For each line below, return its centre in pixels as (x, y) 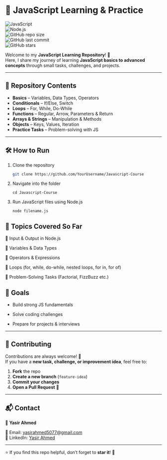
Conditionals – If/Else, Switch (43, 103)
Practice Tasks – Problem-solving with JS (55, 130)
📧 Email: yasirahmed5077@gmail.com (44, 432)
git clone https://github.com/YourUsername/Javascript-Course (78, 174)
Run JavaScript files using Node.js (47, 202)
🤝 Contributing (28, 344)
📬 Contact (23, 408)
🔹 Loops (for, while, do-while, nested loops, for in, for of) (63, 267)
